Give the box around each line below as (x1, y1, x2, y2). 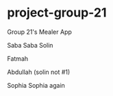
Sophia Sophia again (7, 81, 65, 89)
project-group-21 (7, 5, 108, 21)
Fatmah (7, 54, 29, 63)
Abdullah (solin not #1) (7, 68, 71, 76)
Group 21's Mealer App (7, 28, 72, 36)
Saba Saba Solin (7, 41, 53, 49)
